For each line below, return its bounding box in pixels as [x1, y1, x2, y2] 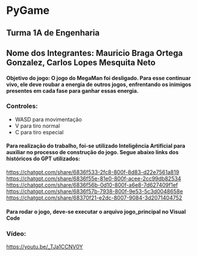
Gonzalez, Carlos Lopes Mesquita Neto [6, 57, 155, 67]
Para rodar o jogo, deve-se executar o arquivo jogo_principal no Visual [6, 208, 186, 215]
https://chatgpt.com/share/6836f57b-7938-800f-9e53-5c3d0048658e [6, 188, 183, 195]
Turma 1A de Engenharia [6, 28, 100, 38]
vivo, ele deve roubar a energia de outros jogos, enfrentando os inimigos [6, 81, 192, 88]
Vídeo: [6, 229, 27, 238]
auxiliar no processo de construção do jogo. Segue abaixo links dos [6, 149, 179, 156]
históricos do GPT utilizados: [6, 155, 80, 163]
